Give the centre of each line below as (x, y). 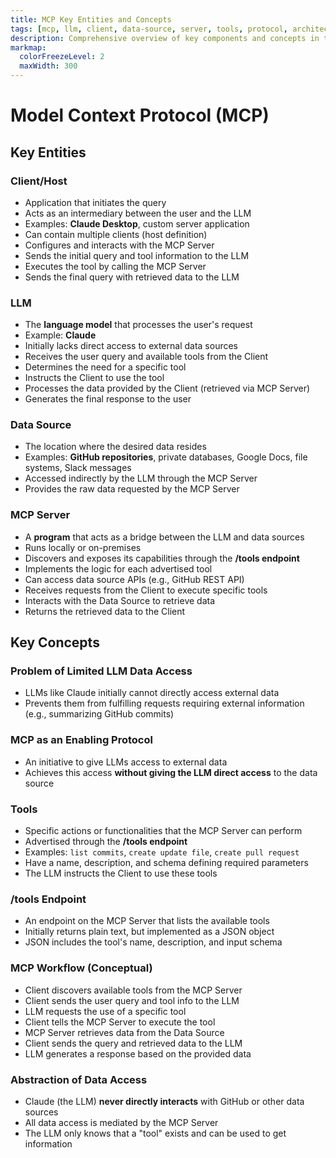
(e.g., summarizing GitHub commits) (99, 714)
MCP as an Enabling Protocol (81, 740)
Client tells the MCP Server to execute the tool (120, 1022)
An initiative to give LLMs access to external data (126, 762)
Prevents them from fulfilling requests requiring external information (164, 703)
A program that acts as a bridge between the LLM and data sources (164, 537)
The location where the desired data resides (115, 447)
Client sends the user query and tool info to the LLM (132, 1000)
